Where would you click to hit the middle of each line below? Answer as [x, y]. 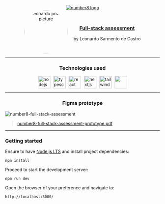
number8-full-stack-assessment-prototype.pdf [65, 123]
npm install [17, 160]
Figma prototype [82, 103]
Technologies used [82, 68]
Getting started [24, 141]
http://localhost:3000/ [29, 197]
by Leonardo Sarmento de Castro [107, 39]
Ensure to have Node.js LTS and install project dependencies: [67, 151]
